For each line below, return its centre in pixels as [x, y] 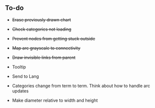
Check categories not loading [42, 29]
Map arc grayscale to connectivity [46, 48]
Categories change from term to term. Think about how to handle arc [81, 86]
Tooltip [19, 67]
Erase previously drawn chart [42, 19]
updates [20, 91]
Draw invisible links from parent [44, 57]
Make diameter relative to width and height [55, 100]
